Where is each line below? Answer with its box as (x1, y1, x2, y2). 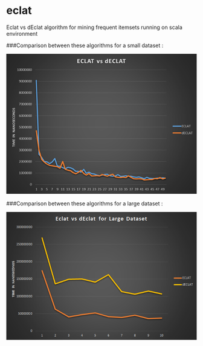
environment (6, 30, 38, 37)
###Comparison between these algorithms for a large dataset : (6, 200, 163, 207)
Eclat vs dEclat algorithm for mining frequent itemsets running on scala (6, 24, 182, 31)
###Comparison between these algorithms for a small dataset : (6, 42, 164, 49)
